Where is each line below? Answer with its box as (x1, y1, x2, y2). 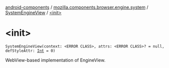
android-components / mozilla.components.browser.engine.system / (5, 5, 149, 10)
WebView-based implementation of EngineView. (5, 57, 106, 63)
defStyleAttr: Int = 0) (5, 48, 56, 53)
